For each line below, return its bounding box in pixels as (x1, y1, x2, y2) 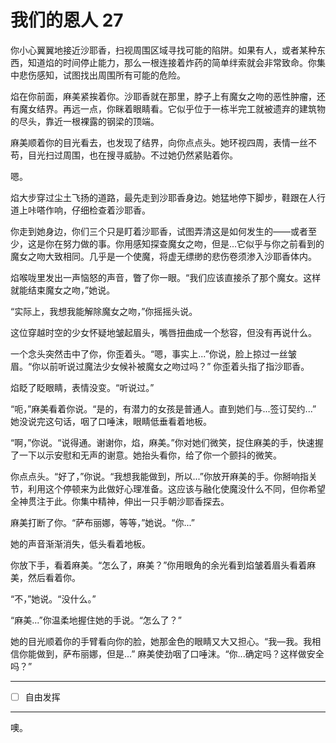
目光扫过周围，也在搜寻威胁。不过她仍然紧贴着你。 (27, 149, 238, 161)
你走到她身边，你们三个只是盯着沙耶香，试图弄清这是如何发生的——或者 (10, 225, 308, 237)
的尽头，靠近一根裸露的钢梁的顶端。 (10, 115, 160, 127)
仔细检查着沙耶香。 (71, 204, 151, 216)
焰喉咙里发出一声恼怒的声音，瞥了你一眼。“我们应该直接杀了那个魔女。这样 (10, 271, 322, 283)
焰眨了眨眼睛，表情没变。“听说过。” (10, 381, 155, 393)
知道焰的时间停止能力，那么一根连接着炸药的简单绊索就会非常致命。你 (27, 56, 317, 68)
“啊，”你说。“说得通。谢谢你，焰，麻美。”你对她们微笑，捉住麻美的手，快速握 (10, 436, 324, 448)
